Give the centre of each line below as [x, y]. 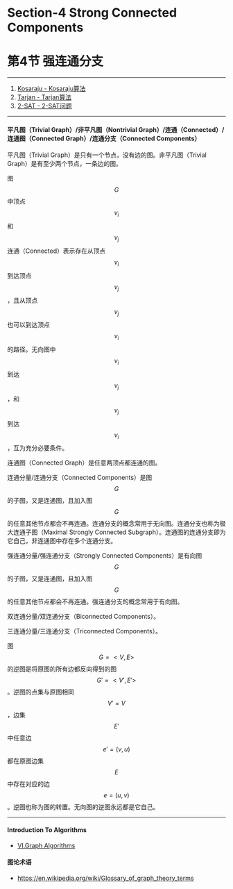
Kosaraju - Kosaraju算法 [51, 89]
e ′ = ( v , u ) [116, 749]
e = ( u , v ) [116, 795]
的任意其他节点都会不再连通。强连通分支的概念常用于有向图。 [95, 601]
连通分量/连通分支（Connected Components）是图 [80, 478]
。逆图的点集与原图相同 [41, 692]
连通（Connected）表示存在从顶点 [57, 251]
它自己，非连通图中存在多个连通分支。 [62, 541]
